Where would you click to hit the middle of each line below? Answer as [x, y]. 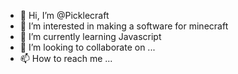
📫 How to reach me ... [66, 58]
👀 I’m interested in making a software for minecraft [124, 26]
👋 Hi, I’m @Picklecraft [64, 15]
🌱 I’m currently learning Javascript [90, 36]
